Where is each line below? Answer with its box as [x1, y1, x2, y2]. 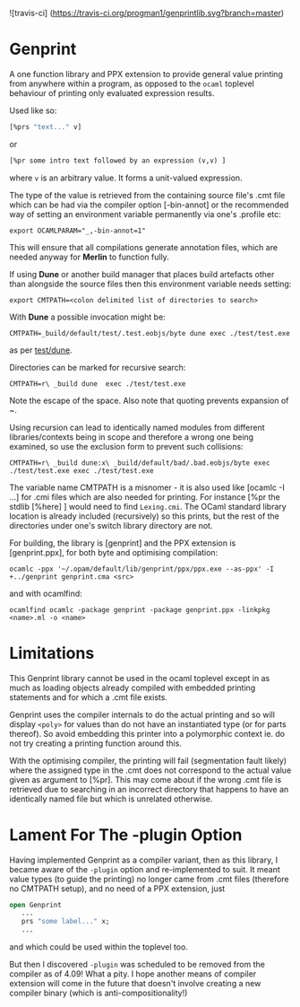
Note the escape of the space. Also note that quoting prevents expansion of [9, 395, 289, 406]
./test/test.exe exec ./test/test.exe [9, 466, 154, 475]
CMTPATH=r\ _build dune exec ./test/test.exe [9, 379, 186, 389]
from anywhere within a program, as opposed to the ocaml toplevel [9, 78, 255, 89]
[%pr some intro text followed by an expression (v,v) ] [9, 156, 227, 165]
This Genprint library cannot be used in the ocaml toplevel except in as [9, 672, 270, 683]
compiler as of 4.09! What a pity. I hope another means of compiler [9, 968, 257, 979]
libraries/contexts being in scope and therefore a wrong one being [9, 431, 253, 442]
